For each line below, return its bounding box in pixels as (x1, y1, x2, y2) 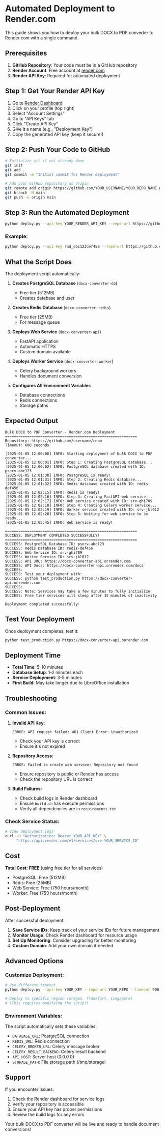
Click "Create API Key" (12, 121, 58, 127)
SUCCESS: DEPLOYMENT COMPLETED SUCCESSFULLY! (5, 533, 100, 538)
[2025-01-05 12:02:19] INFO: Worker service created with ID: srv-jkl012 (5, 507, 160, 512)
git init (5, 163, 23, 168)
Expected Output (5, 417, 58, 425)
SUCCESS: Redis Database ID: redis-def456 (5, 546, 93, 551)
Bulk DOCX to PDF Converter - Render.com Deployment (5, 429, 115, 435)
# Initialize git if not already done (5, 158, 84, 164)
